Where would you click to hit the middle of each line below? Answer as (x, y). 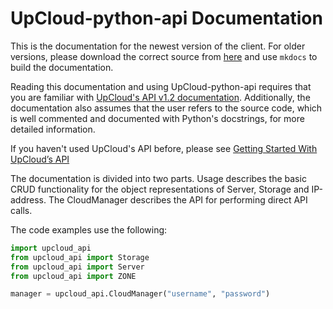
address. (28, 199)
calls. (21, 210)
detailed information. (53, 129)
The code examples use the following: (89, 229)
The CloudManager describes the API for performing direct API (178, 199)
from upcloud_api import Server (77, 267)
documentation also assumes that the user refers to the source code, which (166, 108)
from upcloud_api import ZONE (73, 276)
